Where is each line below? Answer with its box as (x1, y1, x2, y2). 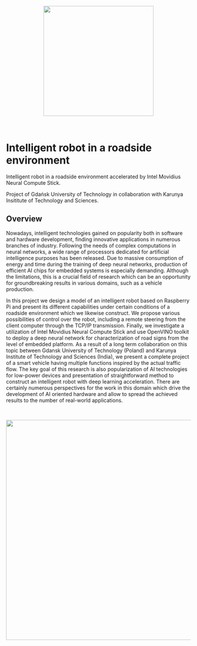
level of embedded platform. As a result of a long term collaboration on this (6, 340, 188, 347)
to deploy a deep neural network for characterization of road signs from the (6, 334, 189, 341)
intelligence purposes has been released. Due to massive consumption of (6, 254, 184, 261)
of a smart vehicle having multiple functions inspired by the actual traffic (6, 359, 181, 366)
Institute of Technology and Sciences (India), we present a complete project (6, 353, 189, 360)
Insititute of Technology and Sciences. (6, 197, 98, 204)
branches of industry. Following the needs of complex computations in (6, 242, 176, 249)
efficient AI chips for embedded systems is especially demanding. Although (6, 267, 189, 274)
